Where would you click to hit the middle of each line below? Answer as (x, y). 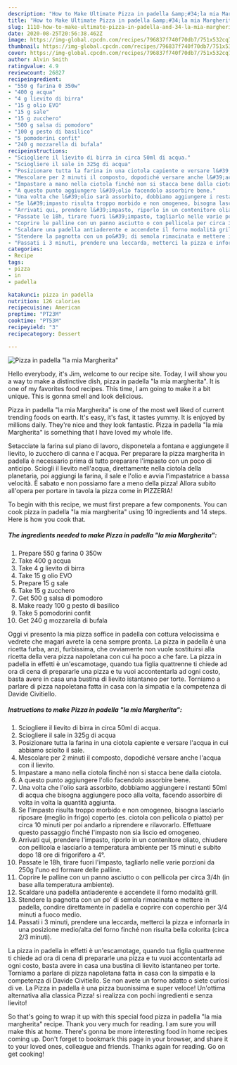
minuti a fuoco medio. (50, 914)
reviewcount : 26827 (37, 72)
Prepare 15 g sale (43, 583)
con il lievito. (36, 765)
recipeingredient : (35, 79)
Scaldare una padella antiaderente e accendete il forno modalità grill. (118, 892)
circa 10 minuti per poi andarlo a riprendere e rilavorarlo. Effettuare (115, 824)
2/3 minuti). (35, 937)
